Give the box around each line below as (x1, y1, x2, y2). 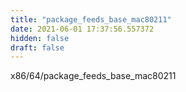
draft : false (10, 42, 65, 53)
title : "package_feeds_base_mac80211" (10, 14, 172, 25)
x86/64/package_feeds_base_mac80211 (10, 70, 177, 82)
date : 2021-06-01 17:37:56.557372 (10, 24, 155, 34)
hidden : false (10, 33, 70, 43)
